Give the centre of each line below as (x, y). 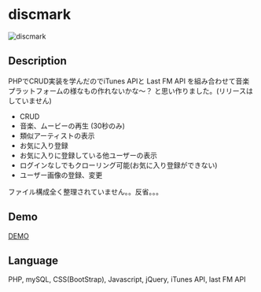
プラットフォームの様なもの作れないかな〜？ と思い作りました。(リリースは (130, 91)
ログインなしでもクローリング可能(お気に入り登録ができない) (118, 165)
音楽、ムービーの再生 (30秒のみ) (72, 126)
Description (37, 61)
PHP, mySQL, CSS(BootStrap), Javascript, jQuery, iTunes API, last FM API (127, 279)
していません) (30, 101)
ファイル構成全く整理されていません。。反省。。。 (86, 191)
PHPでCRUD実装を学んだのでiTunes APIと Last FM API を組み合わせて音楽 (129, 81)
